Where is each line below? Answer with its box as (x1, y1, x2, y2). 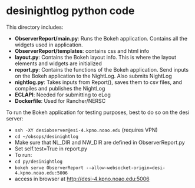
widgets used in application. (14, 41, 84, 48)
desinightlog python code (6, 4, 135, 18)
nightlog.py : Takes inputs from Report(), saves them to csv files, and (14, 78, 183, 86)
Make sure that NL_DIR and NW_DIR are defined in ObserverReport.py (14, 139, 186, 146)
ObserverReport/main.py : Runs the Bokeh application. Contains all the (14, 35, 187, 42)
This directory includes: (6, 23, 64, 31)
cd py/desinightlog (14, 159, 63, 164)
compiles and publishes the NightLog (14, 85, 105, 92)
